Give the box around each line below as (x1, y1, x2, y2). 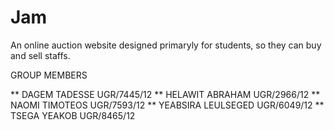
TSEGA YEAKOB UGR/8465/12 (10, 109, 136, 121)
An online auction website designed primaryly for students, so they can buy (10, 39, 322, 51)
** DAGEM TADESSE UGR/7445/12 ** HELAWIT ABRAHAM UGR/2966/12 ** (10, 88, 321, 100)
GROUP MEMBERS (10, 69, 88, 81)
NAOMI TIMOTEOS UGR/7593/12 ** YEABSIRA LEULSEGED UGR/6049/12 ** (10, 99, 325, 111)
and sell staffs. (10, 49, 71, 61)
